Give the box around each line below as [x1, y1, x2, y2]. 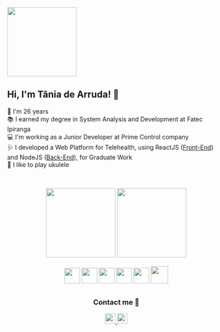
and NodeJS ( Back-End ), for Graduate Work [7, 152, 133, 161]
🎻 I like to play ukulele [7, 160, 69, 168]
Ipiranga [7, 125, 31, 133]
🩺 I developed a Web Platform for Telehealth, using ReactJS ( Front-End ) [7, 143, 214, 151]
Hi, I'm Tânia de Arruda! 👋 [7, 89, 120, 101]
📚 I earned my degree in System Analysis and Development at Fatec [7, 114, 203, 123]
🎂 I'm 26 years [7, 107, 48, 115]
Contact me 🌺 [93, 297, 140, 307]
